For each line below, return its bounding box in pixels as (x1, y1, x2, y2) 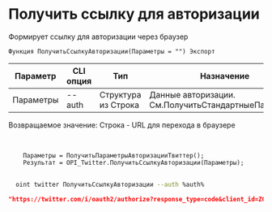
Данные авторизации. (149, 89, 236, 100)
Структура (100, 89, 142, 100)
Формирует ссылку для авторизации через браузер (8, 32, 189, 41)
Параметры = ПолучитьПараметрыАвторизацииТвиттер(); (23, 151, 205, 159)
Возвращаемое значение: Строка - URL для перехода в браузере (8, 119, 236, 130)
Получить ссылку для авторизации (8, 5, 261, 24)
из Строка (100, 99, 140, 110)
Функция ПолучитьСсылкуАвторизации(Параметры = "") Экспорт (8, 47, 216, 55)
